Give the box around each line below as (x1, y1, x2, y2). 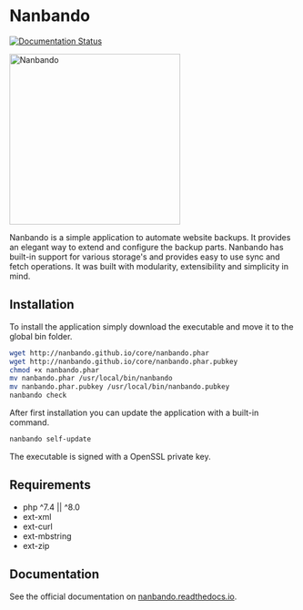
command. (9, 417, 50, 428)
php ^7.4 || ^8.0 (22, 502, 80, 513)
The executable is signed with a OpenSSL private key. (9, 451, 211, 462)
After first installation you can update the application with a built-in (9, 407, 259, 418)
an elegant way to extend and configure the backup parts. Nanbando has (9, 241, 284, 252)
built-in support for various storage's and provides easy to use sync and (9, 251, 280, 262)
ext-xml (22, 511, 52, 522)
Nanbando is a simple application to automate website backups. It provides (9, 231, 291, 242)
